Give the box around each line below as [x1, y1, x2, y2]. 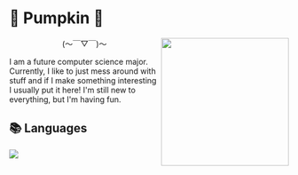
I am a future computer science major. [9, 56, 148, 67]
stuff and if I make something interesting [9, 75, 157, 85]
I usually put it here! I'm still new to [9, 84, 136, 95]
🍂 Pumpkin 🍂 [9, 8, 105, 28]
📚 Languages [9, 121, 88, 136]
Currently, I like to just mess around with [9, 66, 157, 76]
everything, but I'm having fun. [9, 93, 122, 105]
